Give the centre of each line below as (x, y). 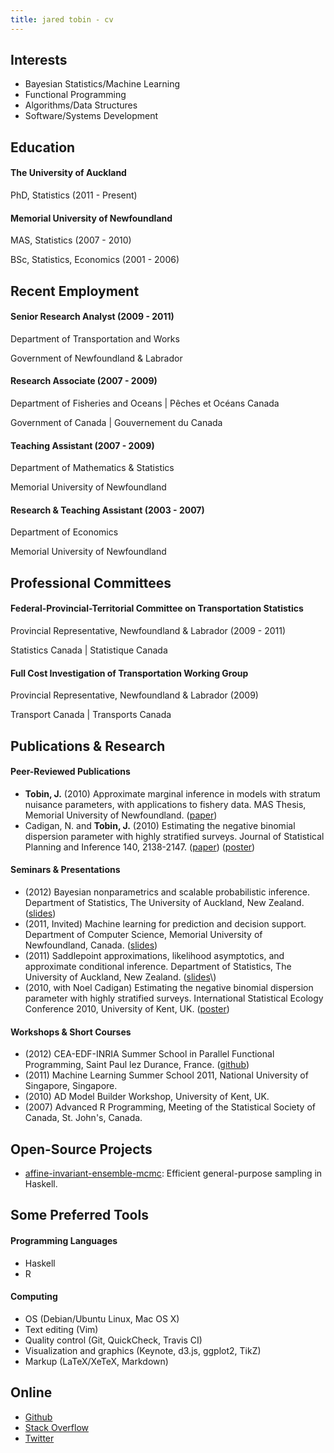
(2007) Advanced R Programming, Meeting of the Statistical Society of (170, 1107)
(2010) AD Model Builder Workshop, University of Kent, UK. (147, 1097)
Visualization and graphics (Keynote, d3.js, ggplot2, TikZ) (143, 1350)
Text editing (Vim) (61, 1329)
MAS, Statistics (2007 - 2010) (71, 240)
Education (43, 147)
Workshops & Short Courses (71, 1032)
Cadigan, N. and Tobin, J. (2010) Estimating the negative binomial (160, 825)
